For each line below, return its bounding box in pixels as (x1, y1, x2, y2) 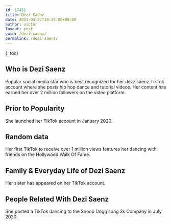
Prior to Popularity (5, 104, 65, 113)
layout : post (5, 27, 33, 32)
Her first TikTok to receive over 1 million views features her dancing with (5, 146, 157, 152)
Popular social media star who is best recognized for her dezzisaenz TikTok (5, 78, 164, 84)
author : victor (5, 21, 38, 27)
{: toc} (5, 50, 19, 56)
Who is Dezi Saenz (5, 65, 66, 74)
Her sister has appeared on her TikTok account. (5, 180, 106, 186)
